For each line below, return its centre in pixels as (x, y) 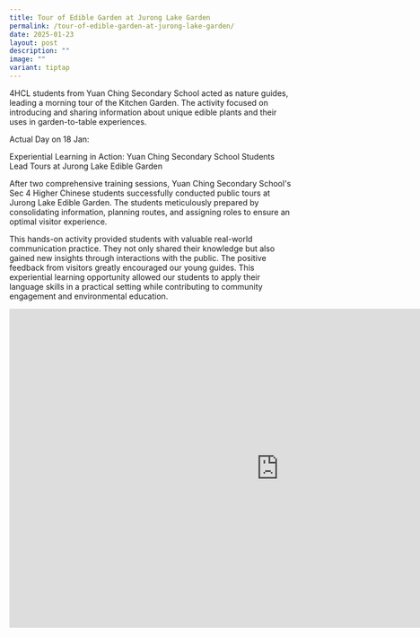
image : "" (28, 59)
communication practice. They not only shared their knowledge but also (142, 249)
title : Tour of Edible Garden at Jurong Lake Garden (110, 17)
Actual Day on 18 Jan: (49, 139)
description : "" (39, 51)
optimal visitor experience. (58, 222)
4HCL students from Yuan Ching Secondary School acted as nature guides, (149, 93)
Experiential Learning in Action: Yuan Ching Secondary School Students (142, 156)
